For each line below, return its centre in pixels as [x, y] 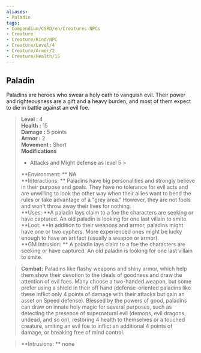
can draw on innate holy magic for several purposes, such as [96, 307]
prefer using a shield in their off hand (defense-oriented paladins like [106, 288]
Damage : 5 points [44, 132]
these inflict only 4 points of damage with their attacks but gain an [103, 294]
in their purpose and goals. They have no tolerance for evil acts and [104, 187]
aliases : [17, 12]
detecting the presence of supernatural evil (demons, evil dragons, [103, 313]
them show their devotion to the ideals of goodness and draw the [101, 275]
